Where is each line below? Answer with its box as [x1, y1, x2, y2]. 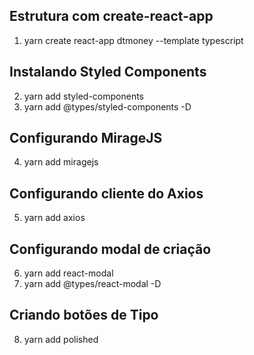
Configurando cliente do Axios [9, 185, 204, 202]
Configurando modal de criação [9, 240, 212, 258]
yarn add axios [23, 212, 86, 224]
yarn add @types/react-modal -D [23, 278, 162, 290]
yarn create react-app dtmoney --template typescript [23, 34, 244, 46]
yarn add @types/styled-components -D [23, 100, 192, 113]
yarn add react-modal [23, 267, 114, 279]
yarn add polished [23, 333, 99, 345]
